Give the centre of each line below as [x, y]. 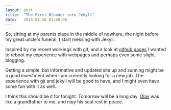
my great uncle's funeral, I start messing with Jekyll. [60, 39]
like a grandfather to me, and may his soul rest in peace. [64, 102]
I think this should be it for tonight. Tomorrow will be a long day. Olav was [82, 96]
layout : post [19, 10]
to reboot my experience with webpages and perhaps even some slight [80, 55]
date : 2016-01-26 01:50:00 [36, 19]
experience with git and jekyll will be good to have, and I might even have [82, 81]
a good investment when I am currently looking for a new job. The [75, 76]
